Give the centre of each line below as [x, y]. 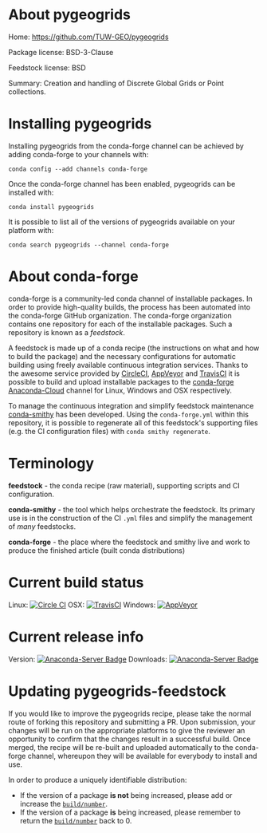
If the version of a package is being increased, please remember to [130, 812]
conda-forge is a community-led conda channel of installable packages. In [130, 298]
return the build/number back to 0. [76, 820]
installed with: [31, 192]
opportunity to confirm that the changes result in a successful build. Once [130, 739]
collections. [27, 91]
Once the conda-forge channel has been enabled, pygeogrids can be [122, 184]
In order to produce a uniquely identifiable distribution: [98, 780]
